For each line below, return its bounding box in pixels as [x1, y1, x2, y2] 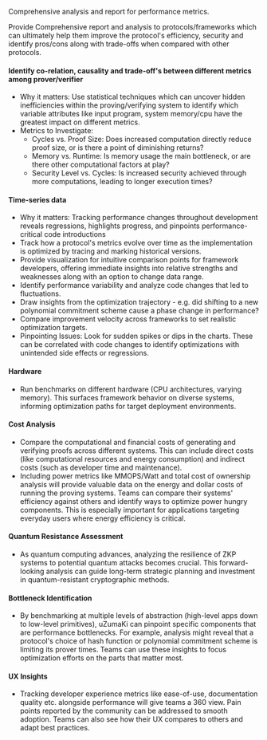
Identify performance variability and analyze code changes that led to [19, 281, 249, 290]
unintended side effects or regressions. [19, 348, 149, 358]
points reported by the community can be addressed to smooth [19, 706, 229, 716]
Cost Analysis [8, 419, 56, 429]
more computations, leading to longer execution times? [31, 177, 213, 187]
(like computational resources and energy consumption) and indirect [19, 454, 245, 463]
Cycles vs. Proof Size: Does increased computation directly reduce [31, 135, 253, 144]
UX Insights [8, 671, 48, 681]
